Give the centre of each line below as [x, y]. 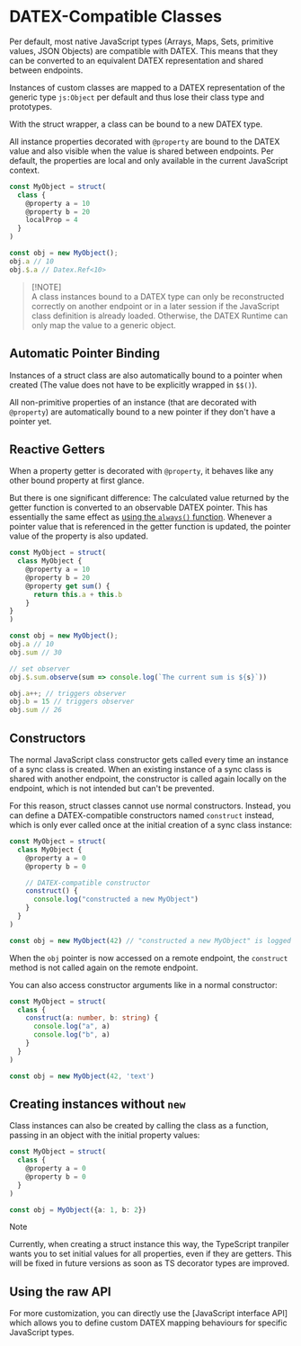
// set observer [40, 669]
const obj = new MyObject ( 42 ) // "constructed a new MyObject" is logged [150, 940]
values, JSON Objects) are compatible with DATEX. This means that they [144, 50]
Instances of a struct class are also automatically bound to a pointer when [146, 375]
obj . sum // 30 [36, 652]
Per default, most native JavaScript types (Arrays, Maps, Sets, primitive [142, 41]
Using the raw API [60, 1292]
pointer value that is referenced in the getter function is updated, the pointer [150, 527]
